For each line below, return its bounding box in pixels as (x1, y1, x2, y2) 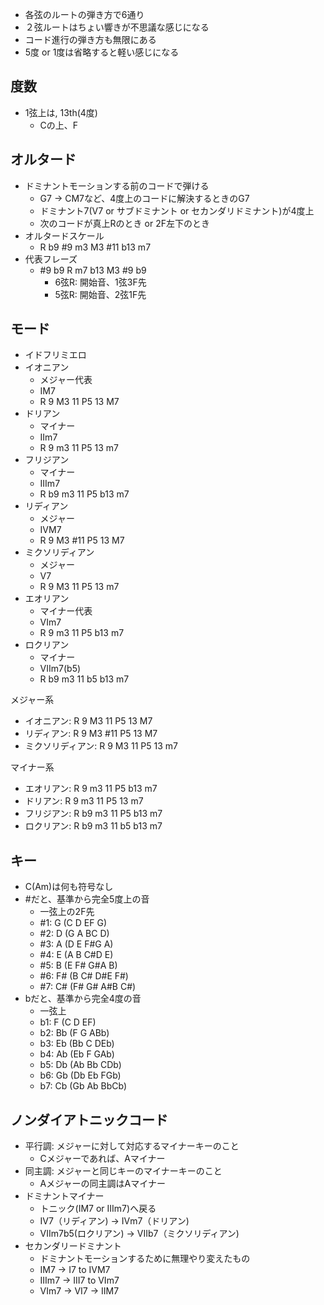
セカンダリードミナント (24, 1240, 122, 1252)
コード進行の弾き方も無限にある (24, 34, 157, 45)
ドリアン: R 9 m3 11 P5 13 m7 (24, 795, 144, 807)
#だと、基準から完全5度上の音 (24, 893, 150, 905)
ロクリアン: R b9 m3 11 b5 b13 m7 (24, 820, 163, 832)
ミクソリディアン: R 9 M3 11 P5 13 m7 (24, 740, 179, 752)
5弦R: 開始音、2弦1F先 (54, 288, 147, 300)
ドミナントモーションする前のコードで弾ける (24, 179, 210, 192)
